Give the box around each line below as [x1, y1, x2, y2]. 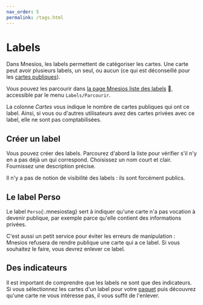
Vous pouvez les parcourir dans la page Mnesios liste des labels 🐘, [6, 85, 173, 93]
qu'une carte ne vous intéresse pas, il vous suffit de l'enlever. [6, 292, 159, 299]
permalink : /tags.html [6, 15, 64, 21]
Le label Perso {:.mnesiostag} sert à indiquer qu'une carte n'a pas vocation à [6, 208, 196, 215]
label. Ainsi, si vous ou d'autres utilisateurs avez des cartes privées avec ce [6, 110, 195, 117]
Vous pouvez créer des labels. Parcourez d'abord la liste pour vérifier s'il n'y [6, 149, 197, 157]
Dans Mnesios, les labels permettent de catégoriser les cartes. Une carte [6, 61, 189, 68]
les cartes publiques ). [6, 73, 61, 80]
